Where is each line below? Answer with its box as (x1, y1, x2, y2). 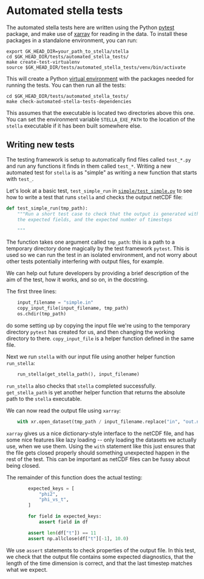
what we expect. (6, 566, 48, 573)
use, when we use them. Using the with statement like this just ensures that (6, 442, 195, 450)
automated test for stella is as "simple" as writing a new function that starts (6, 168, 197, 176)
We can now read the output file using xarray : (6, 406, 121, 414)
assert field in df (38, 519, 88, 525)
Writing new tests (6, 140, 75, 150)
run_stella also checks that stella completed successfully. (6, 382, 157, 389)
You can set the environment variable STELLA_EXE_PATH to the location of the (6, 115, 195, 123)
